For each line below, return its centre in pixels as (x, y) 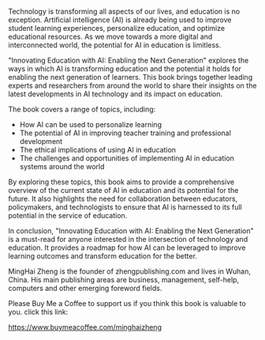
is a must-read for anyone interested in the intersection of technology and (128, 239)
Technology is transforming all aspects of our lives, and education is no (124, 11)
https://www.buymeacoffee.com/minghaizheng (85, 327)
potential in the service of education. (68, 215)
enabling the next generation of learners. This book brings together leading (131, 77)
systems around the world (62, 166)
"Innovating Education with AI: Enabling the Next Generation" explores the (129, 60)
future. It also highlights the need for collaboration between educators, (123, 198)
